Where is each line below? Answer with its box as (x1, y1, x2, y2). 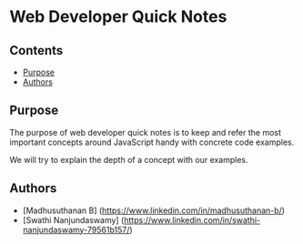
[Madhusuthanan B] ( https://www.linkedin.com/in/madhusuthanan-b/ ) (22, 205, 285, 216)
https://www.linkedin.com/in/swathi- (124, 214, 261, 225)
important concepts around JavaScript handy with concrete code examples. (9, 137, 295, 147)
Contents (9, 43, 64, 58)
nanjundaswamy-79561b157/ (22, 224, 130, 235)
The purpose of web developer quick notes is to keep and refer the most (9, 127, 282, 137)
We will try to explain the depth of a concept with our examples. (9, 154, 248, 165)
